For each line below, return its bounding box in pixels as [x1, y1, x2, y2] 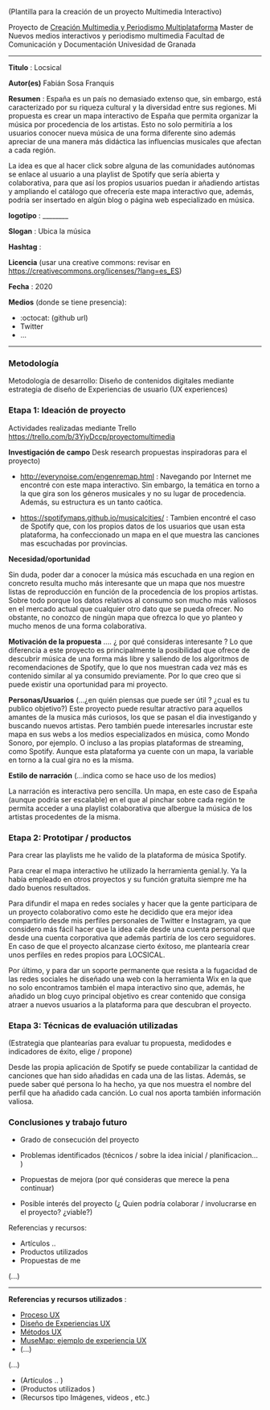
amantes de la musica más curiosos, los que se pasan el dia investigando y [8, 712, 257, 722]
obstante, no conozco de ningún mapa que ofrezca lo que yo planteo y [8, 612, 243, 622]
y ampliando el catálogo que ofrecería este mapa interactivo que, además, [8, 187, 255, 196]
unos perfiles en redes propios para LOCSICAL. [8, 950, 166, 960]
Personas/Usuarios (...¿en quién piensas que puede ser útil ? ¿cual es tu [8, 695, 250, 704]
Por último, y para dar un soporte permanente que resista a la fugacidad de [8, 965, 258, 975]
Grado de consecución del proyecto [19, 1135, 139, 1145]
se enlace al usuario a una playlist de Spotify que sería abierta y [8, 169, 220, 179]
